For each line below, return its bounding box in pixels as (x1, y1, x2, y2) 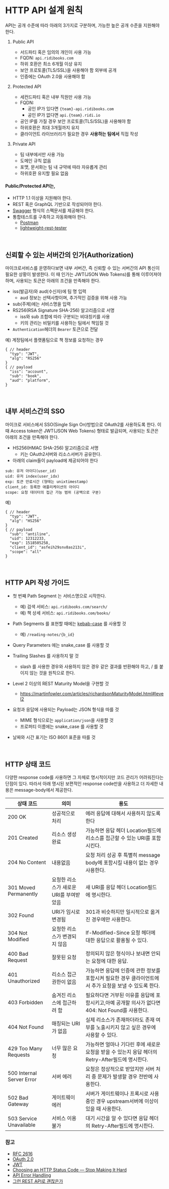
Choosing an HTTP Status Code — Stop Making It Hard (12, 1167, 127, 1173)
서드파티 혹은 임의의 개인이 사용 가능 (20, 49, 92, 55)
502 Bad (8, 1094, 29, 1101)
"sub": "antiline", (10, 531, 51, 537)
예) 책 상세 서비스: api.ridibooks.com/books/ (20, 609, 111, 616)
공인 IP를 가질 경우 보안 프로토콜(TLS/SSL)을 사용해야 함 (20, 118, 131, 124)
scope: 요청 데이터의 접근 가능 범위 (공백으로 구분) (5, 490, 102, 495)
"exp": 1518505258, (10, 540, 51, 545)
